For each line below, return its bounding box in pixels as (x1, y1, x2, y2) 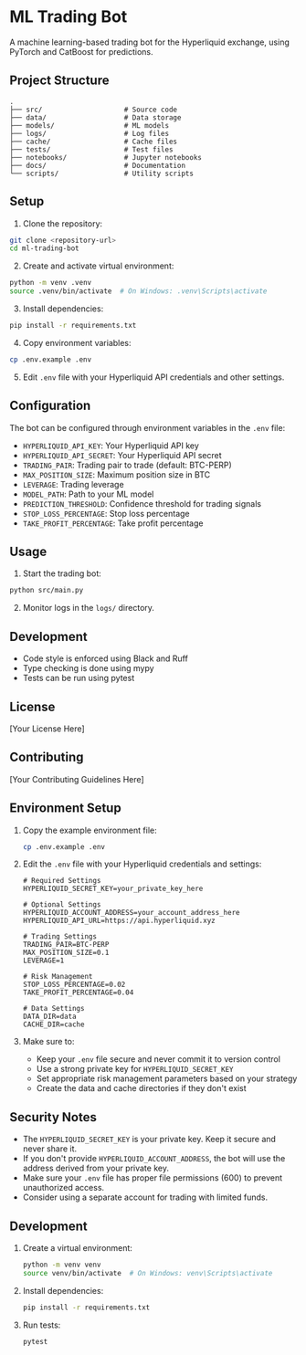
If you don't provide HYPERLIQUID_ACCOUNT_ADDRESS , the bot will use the (22, 1153, 286, 1164)
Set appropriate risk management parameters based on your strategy (36, 1073, 298, 1084)
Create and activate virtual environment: (22, 260, 174, 271)
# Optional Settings (22, 900, 101, 909)
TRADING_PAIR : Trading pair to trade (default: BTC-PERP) (22, 459, 233, 470)
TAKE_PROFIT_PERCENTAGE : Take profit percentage (22, 518, 204, 529)
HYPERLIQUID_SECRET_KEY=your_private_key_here (22, 884, 204, 894)
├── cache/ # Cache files (9, 137, 178, 146)
